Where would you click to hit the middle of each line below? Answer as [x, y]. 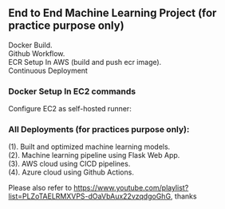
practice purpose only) [67, 26]
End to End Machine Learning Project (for [112, 13]
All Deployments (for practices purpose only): [99, 130]
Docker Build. [31, 45]
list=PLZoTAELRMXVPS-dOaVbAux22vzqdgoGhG [90, 196]
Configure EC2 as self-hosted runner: [70, 109]
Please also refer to [40, 188]
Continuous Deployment [48, 70]
